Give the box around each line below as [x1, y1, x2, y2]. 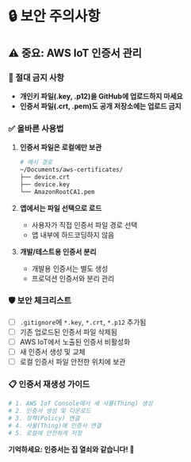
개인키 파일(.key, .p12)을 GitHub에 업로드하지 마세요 [19, 91, 184, 101]
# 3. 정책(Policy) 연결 [8, 414, 80, 422]
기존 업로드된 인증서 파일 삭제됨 [19, 326, 117, 337]
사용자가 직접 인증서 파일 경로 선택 [31, 220, 138, 230]
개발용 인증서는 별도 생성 [31, 263, 109, 273]
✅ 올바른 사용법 [8, 123, 64, 134]
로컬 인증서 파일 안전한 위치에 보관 [19, 357, 126, 367]
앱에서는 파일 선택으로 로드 [19, 203, 102, 212]
